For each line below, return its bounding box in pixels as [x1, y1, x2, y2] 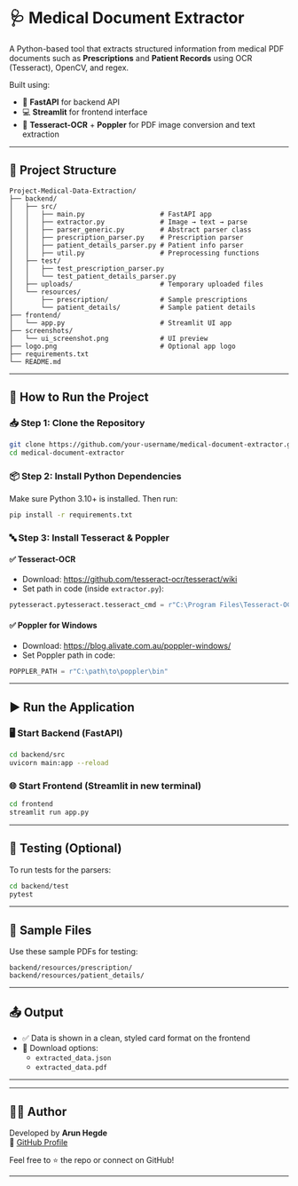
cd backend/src [9, 750, 66, 760]
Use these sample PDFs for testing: [9, 946, 138, 957]
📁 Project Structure [9, 162, 117, 178]
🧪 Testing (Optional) [9, 841, 122, 856]
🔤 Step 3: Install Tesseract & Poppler [9, 532, 170, 544]
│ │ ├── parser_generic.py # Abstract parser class [9, 225, 252, 234]
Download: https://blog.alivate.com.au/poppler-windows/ [21, 640, 231, 651]
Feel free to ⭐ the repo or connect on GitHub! [9, 1154, 175, 1165]
